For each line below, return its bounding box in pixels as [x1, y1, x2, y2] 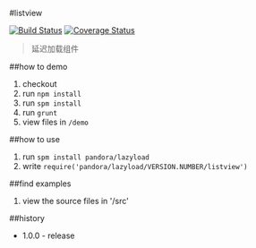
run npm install [21, 89, 82, 98]
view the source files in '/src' [21, 196, 130, 206]
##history [9, 213, 45, 223]
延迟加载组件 [30, 44, 79, 54]
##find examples [9, 178, 72, 189]
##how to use [9, 134, 61, 144]
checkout [21, 79, 57, 89]
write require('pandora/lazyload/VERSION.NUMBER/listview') [21, 161, 248, 171]
